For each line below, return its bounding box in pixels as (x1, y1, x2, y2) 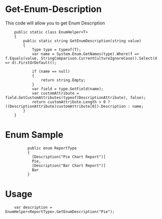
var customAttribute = (31, 91, 79, 96)
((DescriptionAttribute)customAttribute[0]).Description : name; (5, 104, 144, 109)
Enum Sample (5, 129, 64, 141)
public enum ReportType (27, 146, 77, 151)
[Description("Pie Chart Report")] (31, 154, 106, 159)
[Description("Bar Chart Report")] (31, 163, 106, 168)
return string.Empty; (40, 77, 86, 83)
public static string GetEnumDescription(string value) (23, 38, 142, 43)
